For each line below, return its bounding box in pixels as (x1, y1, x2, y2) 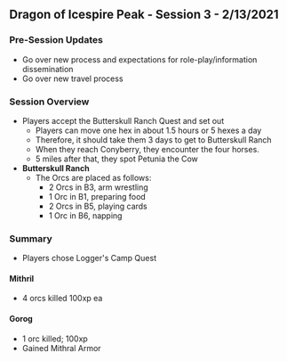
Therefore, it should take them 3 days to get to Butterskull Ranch (35, 134, 273, 145)
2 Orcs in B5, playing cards (48, 201, 148, 211)
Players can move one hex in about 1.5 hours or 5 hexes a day (35, 125, 262, 135)
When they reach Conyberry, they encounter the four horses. (35, 144, 259, 154)
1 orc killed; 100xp (21, 333, 89, 344)
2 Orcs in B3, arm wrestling (48, 182, 148, 193)
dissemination (21, 63, 74, 74)
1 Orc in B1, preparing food (48, 191, 147, 201)
